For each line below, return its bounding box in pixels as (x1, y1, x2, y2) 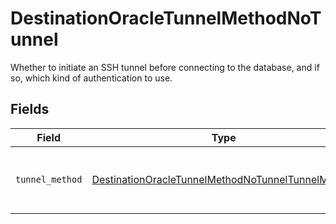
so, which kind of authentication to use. (10, 72, 173, 84)
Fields (10, 101, 50, 118)
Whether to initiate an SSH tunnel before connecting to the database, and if (10, 61, 320, 73)
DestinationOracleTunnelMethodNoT (10, 7, 322, 30)
